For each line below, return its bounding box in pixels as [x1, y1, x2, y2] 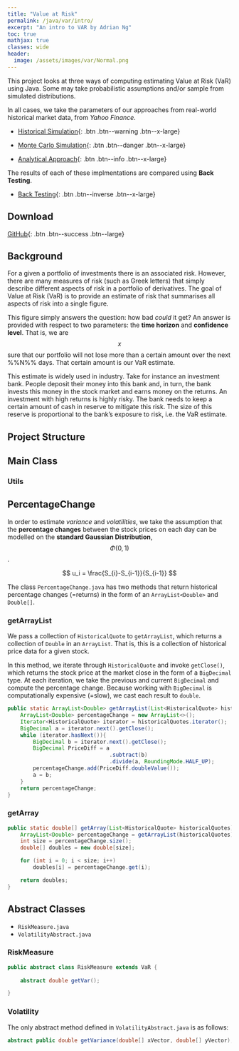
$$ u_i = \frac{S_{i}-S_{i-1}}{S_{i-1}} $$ [62, 568, 177, 577]
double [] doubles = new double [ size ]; [20, 844, 135, 852]
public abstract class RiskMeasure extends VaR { [7, 963, 158, 971]
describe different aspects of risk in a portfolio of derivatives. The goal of [7, 284, 222, 293]
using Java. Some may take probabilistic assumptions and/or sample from [7, 84, 224, 93]
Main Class [7, 455, 58, 468]
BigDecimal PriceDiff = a [33, 745, 110, 752]
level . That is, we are [7, 328, 69, 337]
